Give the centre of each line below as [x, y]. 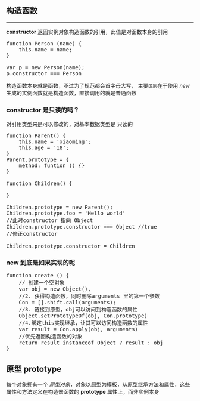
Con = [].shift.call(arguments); [68, 303]
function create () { [38, 276]
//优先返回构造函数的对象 [51, 337]
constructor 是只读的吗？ [43, 110]
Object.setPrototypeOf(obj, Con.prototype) [83, 316]
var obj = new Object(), [55, 289]
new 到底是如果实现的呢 [41, 263]
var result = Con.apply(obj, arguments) [79, 329]
